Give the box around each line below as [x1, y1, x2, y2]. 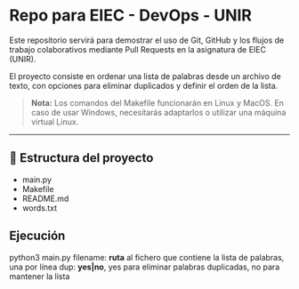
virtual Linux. [30, 116, 79, 127]
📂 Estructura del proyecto [9, 150, 154, 165]
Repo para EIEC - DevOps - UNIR [9, 5, 252, 26]
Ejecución [9, 229, 66, 244]
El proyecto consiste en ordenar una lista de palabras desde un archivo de [9, 70, 282, 81]
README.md [21, 193, 69, 204]
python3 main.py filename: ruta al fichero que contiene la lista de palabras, [9, 252, 285, 262]
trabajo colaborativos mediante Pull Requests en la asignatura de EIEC [9, 44, 267, 54]
